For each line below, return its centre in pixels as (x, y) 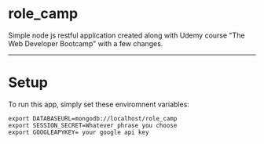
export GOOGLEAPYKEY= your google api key (79, 132)
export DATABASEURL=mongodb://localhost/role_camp (93, 118)
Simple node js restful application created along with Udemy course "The (126, 35)
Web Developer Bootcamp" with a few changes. (86, 43)
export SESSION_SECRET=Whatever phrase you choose (93, 125)
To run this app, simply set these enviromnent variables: (99, 104)
